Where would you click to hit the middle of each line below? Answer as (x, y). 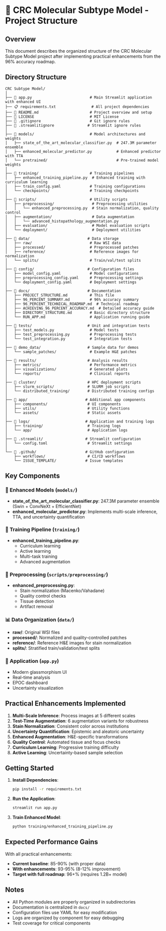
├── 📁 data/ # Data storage (62, 238)
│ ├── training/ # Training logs (63, 426)
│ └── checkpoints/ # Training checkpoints (72, 191)
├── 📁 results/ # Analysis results (66, 360)
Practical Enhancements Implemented (65, 704)
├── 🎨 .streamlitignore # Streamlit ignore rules (73, 125)
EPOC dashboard (30, 682)
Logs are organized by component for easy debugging (68, 918)
